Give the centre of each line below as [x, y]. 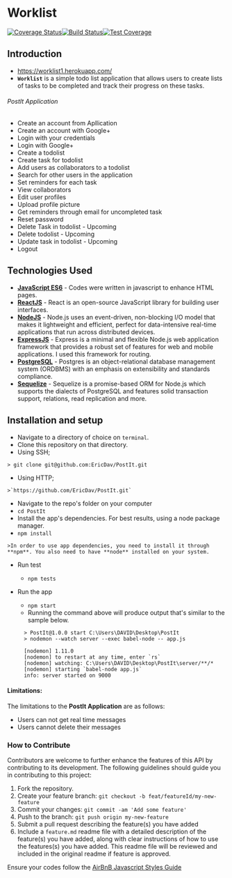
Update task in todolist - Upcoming [67, 241]
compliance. [35, 376]
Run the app [35, 591]
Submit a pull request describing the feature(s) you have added [108, 824]
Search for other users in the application [75, 175]
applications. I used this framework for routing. [84, 354]
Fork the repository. [45, 789]
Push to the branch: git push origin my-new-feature [93, 817]
